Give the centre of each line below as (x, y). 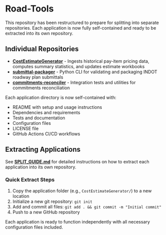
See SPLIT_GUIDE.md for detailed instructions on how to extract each (77, 161)
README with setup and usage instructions (57, 107)
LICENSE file (26, 128)
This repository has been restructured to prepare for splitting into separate (82, 23)
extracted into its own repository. (39, 33)
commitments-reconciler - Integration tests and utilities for (74, 82)
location (21, 196)
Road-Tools (30, 9)
